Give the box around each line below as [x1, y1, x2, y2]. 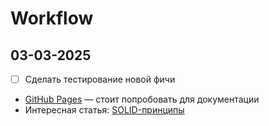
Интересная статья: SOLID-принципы [24, 104, 185, 116]
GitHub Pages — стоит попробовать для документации [24, 93, 260, 106]
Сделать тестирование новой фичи [24, 73, 176, 85]
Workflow [10, 7, 94, 30]
